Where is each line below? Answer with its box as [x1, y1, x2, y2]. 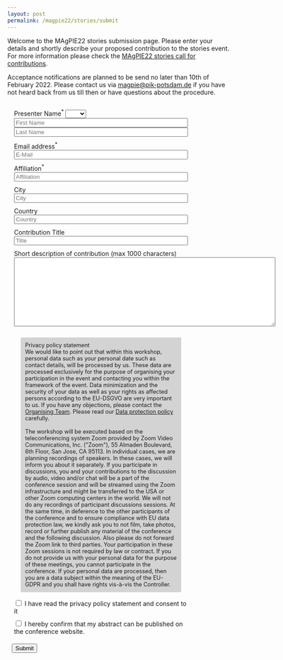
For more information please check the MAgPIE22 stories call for [7, 51, 196, 60]
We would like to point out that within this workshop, [25, 348, 163, 356]
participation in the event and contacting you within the [25, 375, 170, 383]
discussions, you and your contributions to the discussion [25, 468, 177, 476]
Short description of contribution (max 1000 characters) [13, 250, 177, 258]
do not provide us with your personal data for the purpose [25, 554, 177, 562]
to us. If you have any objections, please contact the [25, 401, 163, 409]
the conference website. [13, 627, 85, 636]
